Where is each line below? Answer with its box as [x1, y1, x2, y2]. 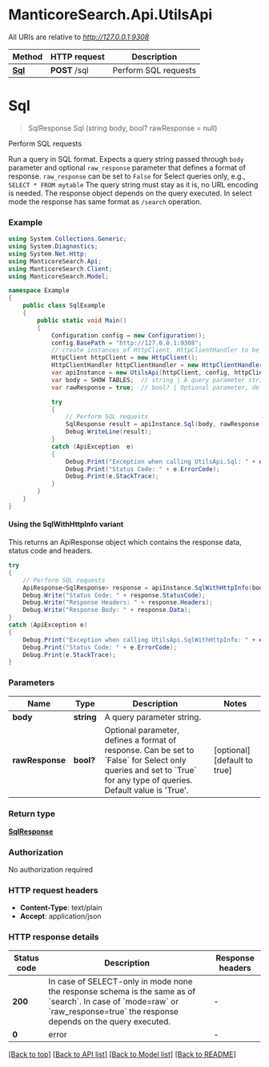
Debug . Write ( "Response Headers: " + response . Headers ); [22, 598, 214, 606]
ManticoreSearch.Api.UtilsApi [8, 6, 213, 24]
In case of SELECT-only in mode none [48, 976, 194, 987]
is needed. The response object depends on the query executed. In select [8, 188, 252, 198]
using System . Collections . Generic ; [8, 235, 127, 244]
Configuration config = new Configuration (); [50, 331, 206, 340]
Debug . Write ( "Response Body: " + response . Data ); [22, 606, 192, 614]
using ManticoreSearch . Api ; [8, 257, 102, 265]
